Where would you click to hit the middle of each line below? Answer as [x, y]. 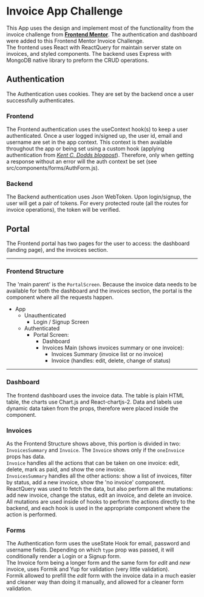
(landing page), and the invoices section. [57, 250]
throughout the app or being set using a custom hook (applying [85, 149]
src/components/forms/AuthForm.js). [53, 168]
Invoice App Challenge [65, 11]
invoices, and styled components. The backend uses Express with [89, 53]
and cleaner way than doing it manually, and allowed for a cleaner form [95, 582]
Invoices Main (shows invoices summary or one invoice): [113, 348]
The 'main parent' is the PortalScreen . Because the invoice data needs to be [102, 285]
